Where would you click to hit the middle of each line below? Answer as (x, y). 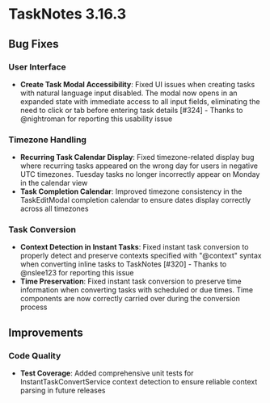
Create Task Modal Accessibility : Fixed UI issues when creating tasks (137, 84)
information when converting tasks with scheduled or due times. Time (136, 290)
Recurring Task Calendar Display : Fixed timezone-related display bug (137, 157)
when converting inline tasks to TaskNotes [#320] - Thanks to (123, 264)
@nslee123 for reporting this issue (77, 273)
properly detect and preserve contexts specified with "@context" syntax (141, 256)
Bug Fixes (34, 44)
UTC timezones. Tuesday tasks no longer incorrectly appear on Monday (140, 174)
